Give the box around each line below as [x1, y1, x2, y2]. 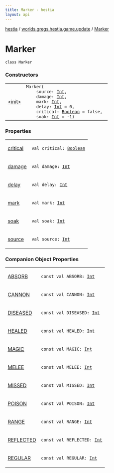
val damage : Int [31, 164, 70, 169]
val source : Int [31, 237, 70, 242]
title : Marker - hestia [5, 7, 55, 13]
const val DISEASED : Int [41, 310, 100, 316]
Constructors [5, 71, 38, 78]
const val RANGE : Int [41, 419, 92, 425]
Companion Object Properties [5, 256, 79, 263]
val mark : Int [31, 200, 65, 206]
